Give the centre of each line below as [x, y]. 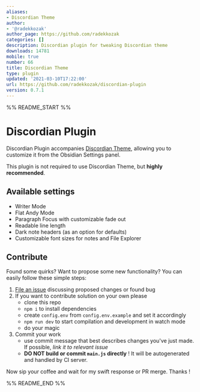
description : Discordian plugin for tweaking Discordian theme [87, 46]
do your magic [42, 328]
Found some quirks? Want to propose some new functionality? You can [94, 272]
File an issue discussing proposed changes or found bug [85, 290]
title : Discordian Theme [37, 68]
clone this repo [42, 302]
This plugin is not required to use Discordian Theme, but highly [85, 166]
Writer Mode [30, 206]
